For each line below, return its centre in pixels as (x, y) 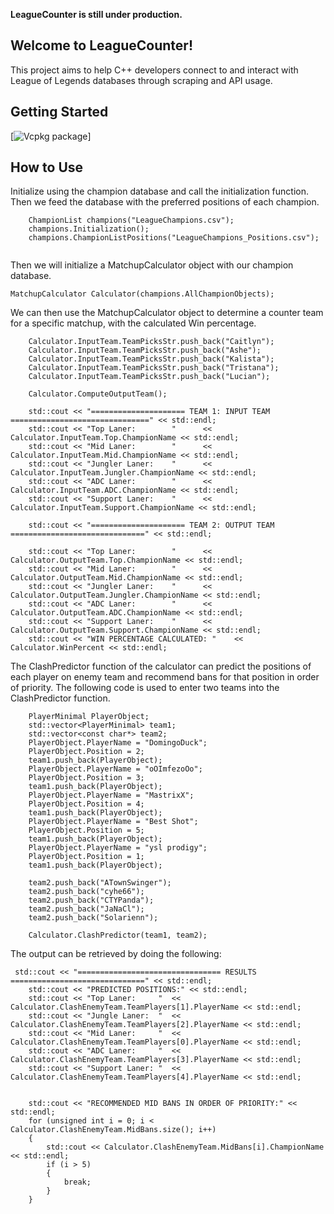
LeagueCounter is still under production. (96, 14)
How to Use (47, 167)
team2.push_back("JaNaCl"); (86, 909)
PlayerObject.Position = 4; (86, 804)
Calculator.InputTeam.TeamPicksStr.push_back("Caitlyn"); (151, 342)
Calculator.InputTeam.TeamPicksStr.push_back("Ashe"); (145, 350)
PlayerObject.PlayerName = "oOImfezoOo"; (115, 769)
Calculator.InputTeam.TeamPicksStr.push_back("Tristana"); (154, 368)
